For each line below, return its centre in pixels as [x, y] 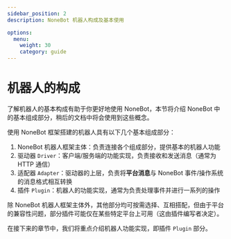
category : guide [43, 52]
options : [20, 33]
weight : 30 [35, 46]
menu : [22, 39]
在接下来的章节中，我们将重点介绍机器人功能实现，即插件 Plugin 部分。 [109, 228]
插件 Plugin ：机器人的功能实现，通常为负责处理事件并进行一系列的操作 [119, 190]
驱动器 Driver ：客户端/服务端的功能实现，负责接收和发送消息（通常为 [117, 155]
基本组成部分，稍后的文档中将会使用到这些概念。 [83, 117]
